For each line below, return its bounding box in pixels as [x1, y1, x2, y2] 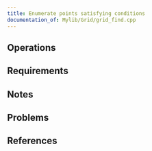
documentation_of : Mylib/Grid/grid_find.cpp [7, 16, 136, 23]
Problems [7, 112, 49, 124]
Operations [7, 42, 56, 54]
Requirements [7, 65, 68, 77]
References [7, 135, 58, 147]
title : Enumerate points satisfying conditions [7, 10, 146, 17]
